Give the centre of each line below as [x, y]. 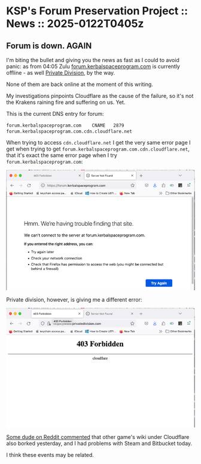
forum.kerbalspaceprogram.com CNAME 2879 [65, 125]
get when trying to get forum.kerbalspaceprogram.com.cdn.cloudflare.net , [98, 149]
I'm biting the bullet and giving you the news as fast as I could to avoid [93, 60]
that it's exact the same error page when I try [62, 155]
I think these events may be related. [50, 455]
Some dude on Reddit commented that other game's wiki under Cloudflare [98, 437]
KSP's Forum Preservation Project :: [97, 11]
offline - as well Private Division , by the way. [61, 73]
